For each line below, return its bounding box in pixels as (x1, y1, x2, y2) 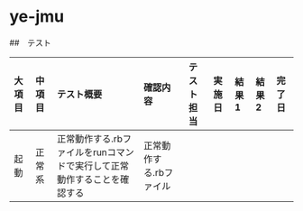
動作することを (57, 173, 121, 186)
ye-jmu (9, 6, 65, 27)
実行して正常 (75, 160, 129, 172)
